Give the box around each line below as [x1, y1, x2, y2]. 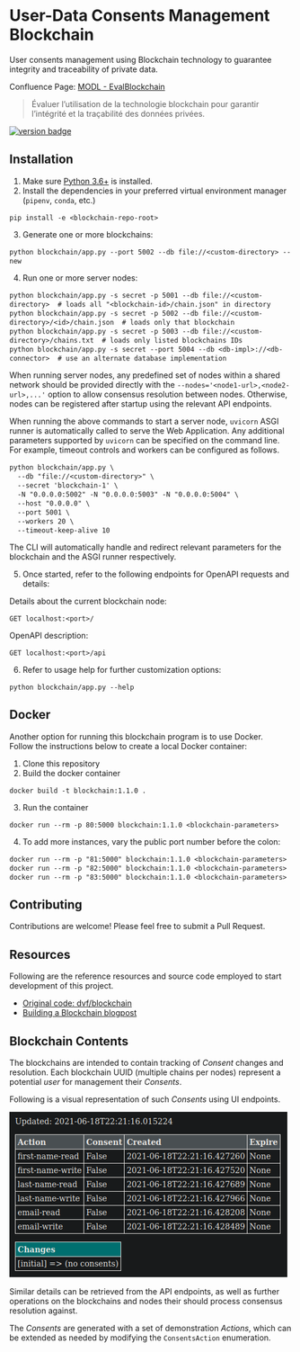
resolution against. [9, 1305, 78, 1316]
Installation [9, 152, 74, 167]
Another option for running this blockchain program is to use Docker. [9, 730, 263, 742]
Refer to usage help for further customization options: [22, 664, 222, 675]
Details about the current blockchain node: [9, 595, 168, 606]
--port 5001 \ [17, 507, 70, 517]
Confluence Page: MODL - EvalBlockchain [9, 81, 166, 92]
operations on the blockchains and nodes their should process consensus [9, 1296, 283, 1306]
